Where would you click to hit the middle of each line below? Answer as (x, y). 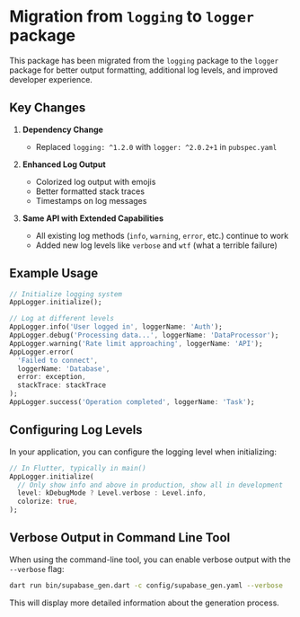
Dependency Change (62, 129)
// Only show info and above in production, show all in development (150, 485)
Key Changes (48, 108)
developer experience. (51, 79)
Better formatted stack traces (90, 191)
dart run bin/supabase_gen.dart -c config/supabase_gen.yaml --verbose (146, 586)
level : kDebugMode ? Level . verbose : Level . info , (112, 493)
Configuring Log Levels (76, 430)
